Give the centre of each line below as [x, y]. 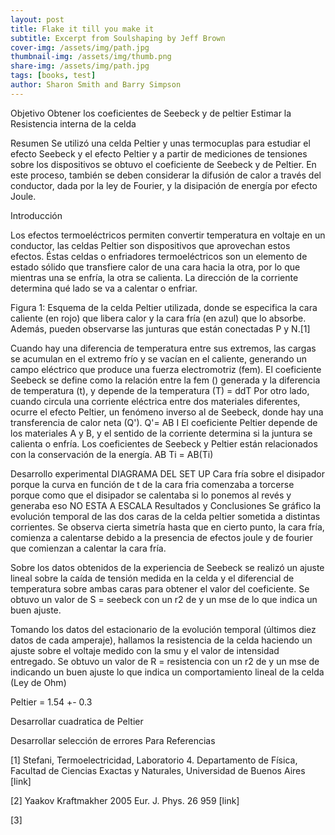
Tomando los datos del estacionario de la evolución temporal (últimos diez [163, 629]
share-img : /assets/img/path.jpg [80, 66]
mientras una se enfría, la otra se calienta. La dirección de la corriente [154, 277]
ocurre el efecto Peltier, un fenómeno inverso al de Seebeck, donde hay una [167, 412]
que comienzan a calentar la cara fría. [88, 548]
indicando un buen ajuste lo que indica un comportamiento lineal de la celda [167, 672]
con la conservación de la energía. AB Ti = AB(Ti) [112, 454]
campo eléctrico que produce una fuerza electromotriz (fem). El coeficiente [166, 369]
